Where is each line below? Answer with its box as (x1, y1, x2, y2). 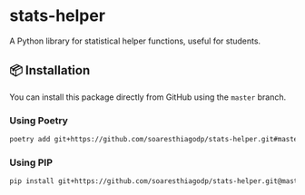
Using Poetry (9, 114, 68, 127)
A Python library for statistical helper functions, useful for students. (9, 35, 261, 46)
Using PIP (9, 156, 53, 169)
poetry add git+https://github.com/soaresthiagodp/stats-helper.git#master (9, 135, 302, 144)
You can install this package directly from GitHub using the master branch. (9, 92, 287, 102)
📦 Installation (9, 63, 91, 78)
